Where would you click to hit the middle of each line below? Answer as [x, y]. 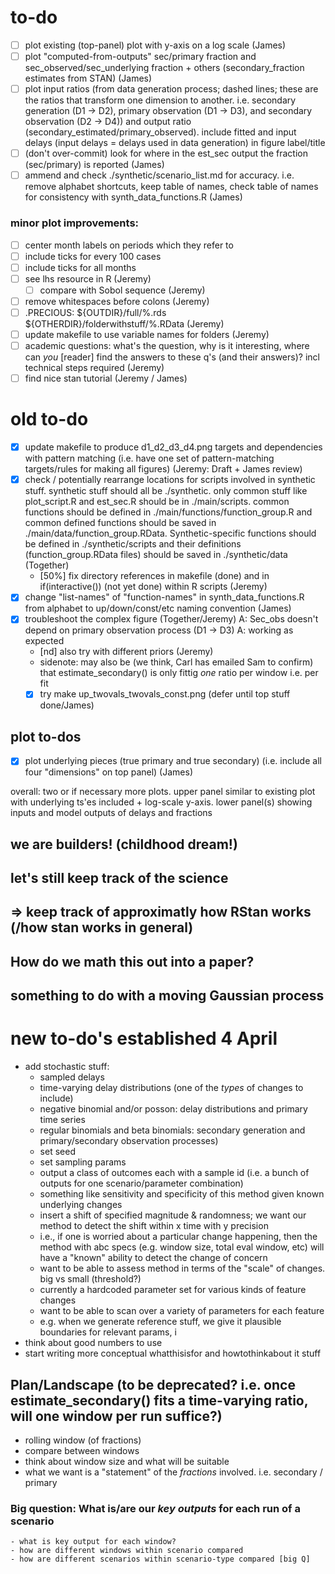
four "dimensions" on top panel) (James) [108, 772]
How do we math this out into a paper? [132, 961]
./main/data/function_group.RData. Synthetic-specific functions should [170, 533]
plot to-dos [46, 736]
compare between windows [82, 1450]
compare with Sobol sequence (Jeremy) [122, 290]
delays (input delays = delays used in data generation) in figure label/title [175, 143]
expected [44, 641]
